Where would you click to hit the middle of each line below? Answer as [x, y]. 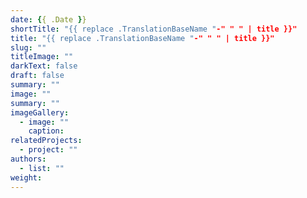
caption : [46, 131]
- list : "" [42, 168]
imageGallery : [40, 112]
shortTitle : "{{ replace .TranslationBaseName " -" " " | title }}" [154, 29]
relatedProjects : [46, 141]
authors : [28, 159]
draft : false [37, 76]
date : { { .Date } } [48, 19]
